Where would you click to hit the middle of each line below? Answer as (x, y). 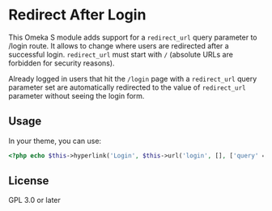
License (29, 181)
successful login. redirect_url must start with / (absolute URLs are (121, 54)
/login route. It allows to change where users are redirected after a (119, 45)
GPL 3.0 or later (34, 200)
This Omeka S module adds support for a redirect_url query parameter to (133, 37)
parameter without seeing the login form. (76, 95)
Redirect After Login (77, 15)
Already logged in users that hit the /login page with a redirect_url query (133, 78)
